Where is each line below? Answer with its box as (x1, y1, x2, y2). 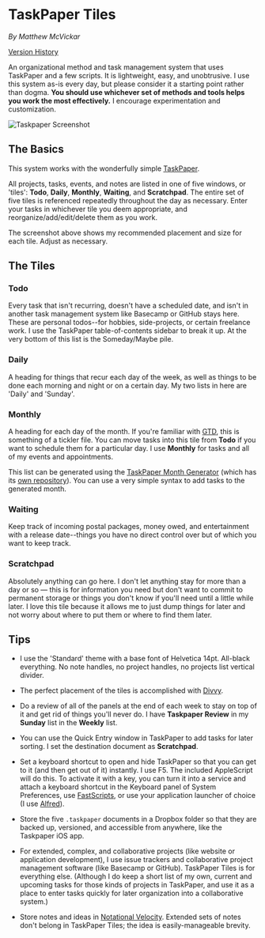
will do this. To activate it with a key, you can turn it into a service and (19, 773, 247, 784)
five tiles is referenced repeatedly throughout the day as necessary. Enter (8, 195, 248, 205)
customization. (8, 104, 57, 114)
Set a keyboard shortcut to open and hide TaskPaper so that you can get (19, 757, 257, 766)
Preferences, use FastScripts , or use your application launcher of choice (19, 791, 256, 800)
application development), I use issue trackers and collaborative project (19, 855, 253, 864)
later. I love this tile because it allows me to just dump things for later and (8, 601, 246, 611)
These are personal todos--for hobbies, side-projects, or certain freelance (8, 318, 251, 327)
